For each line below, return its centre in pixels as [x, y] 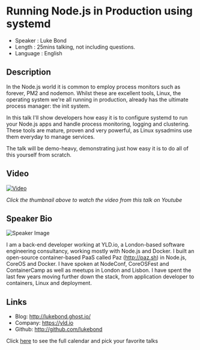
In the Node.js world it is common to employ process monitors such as [93, 87]
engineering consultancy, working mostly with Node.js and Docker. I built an [100, 251]
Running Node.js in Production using [100, 11]
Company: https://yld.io [44, 323]
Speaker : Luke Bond [41, 40]
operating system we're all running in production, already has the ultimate [97, 99]
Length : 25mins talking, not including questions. [75, 47]
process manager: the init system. [48, 106]
